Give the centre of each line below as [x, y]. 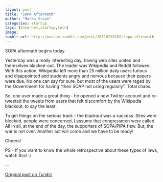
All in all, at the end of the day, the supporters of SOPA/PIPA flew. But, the [79, 126]
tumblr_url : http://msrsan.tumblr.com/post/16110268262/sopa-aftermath [80, 37]
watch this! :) [18, 155]
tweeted [13, 101]
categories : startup [26, 23]
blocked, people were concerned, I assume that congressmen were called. [80, 121]
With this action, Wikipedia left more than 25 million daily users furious [76, 70]
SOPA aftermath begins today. [35, 51]
